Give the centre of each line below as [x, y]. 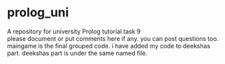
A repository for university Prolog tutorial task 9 [74, 31]
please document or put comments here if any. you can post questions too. [113, 38]
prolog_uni [38, 13]
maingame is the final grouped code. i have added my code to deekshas [109, 46]
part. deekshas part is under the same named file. [77, 53]
